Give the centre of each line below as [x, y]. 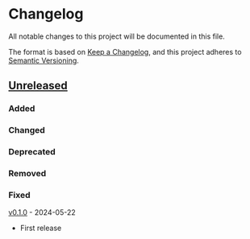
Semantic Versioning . [44, 60]
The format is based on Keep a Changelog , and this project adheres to [125, 52]
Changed [27, 130]
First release [41, 228]
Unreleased [38, 86]
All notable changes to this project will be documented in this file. [117, 36]
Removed [27, 174]
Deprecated [32, 152]
